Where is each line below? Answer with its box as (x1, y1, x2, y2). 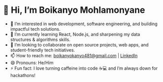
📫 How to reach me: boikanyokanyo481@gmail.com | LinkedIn (10, 52, 138, 58)
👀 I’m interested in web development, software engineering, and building (10, 21, 158, 27)
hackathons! (10, 72, 36, 78)
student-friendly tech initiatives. (10, 47, 75, 53)
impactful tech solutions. (10, 26, 61, 32)
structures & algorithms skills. (10, 37, 70, 42)
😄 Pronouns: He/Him (10, 59, 54, 66)
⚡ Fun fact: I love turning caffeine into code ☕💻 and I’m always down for (10, 65, 158, 71)
